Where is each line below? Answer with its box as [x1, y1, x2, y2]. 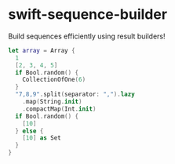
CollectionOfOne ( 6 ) [22, 76, 86, 84]
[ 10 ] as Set [22, 134, 61, 142]
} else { [15, 127, 44, 135]
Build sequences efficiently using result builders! [8, 31, 166, 41]
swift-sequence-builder [8, 5, 167, 24]
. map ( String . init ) [22, 98, 82, 106]
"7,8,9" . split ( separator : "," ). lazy [15, 90, 135, 99]
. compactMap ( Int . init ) [22, 104, 97, 113]
